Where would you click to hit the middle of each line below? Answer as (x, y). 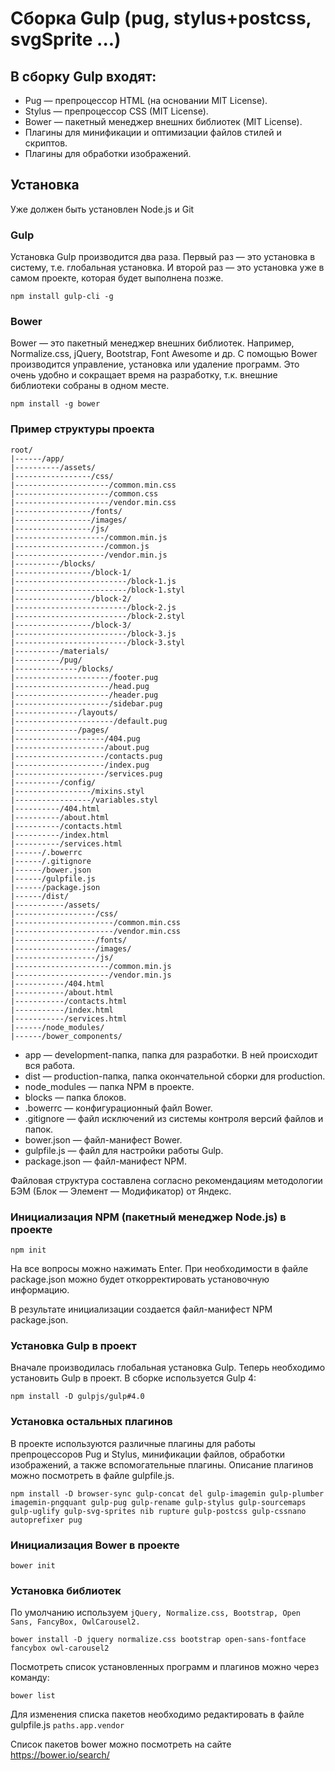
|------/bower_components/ (66, 1036)
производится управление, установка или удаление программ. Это (155, 364)
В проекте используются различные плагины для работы (133, 1443)
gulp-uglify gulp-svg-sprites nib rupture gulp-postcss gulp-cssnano (158, 1511)
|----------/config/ (53, 782)
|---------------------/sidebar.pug (86, 703)
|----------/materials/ (60, 651)
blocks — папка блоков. (75, 1097)
